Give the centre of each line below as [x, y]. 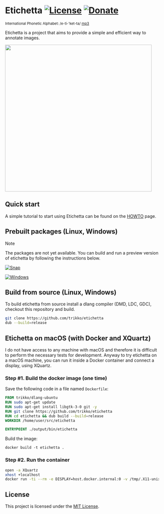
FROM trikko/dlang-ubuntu [31, 398]
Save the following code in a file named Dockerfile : [57, 389]
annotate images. [22, 38]
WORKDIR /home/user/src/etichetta [40, 421]
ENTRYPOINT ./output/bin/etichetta [41, 429]
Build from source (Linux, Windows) [61, 292]
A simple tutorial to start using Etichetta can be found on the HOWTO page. [81, 216]
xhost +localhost [23, 475]
